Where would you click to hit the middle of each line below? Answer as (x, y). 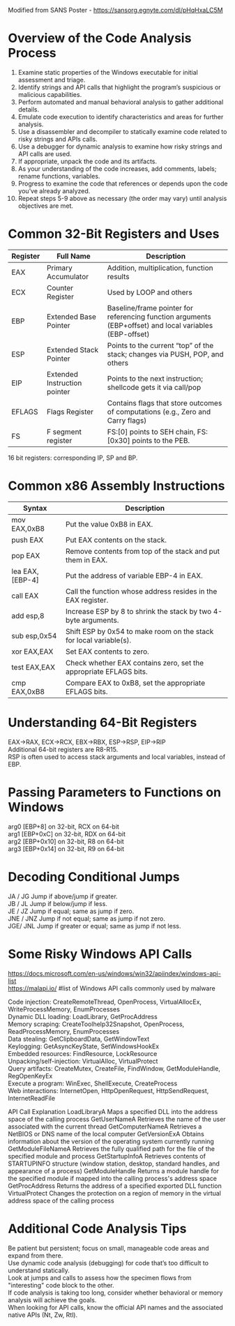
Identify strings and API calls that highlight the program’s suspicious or (120, 87)
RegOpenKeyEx (30, 1076)
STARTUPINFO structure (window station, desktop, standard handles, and (114, 1163)
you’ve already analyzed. (54, 190)
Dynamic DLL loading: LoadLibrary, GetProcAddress (83, 1016)
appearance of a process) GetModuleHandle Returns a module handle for (113, 1170)
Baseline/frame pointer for (150, 308)
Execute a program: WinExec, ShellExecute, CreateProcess (93, 1083)
